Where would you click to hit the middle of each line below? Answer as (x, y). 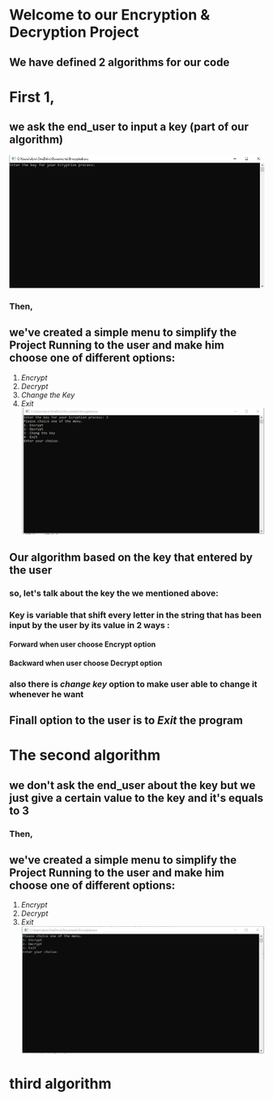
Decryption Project (74, 32)
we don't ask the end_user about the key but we (132, 785)
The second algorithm (85, 755)
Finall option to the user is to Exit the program (126, 721)
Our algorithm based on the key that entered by (131, 557)
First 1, (32, 97)
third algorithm (60, 1084)
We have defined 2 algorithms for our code (119, 62)
